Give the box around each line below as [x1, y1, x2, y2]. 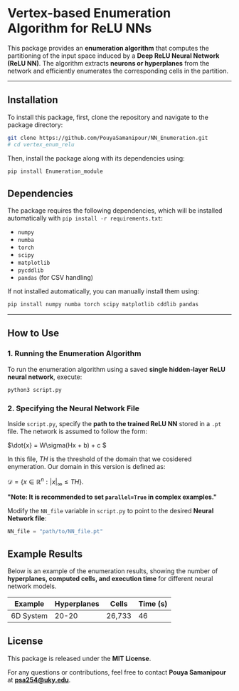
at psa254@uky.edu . [7, 675, 71, 684]
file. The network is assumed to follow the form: [7, 427, 148, 435]
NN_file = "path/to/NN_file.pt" [7, 528, 103, 535]
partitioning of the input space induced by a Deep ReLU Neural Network [7, 51, 220, 60]
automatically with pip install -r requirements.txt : [7, 214, 164, 223]
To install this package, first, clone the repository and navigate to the [7, 113, 208, 121]
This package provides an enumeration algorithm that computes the [7, 44, 210, 52]
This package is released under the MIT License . [7, 654, 152, 662]
